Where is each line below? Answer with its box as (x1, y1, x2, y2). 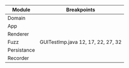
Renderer (7, 31, 30, 37)
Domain (7, 15, 26, 21)
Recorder (7, 55, 30, 61)
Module (12, 6, 31, 13)
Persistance (7, 47, 35, 53)
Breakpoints (66, 6, 96, 13)
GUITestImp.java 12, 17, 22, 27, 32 (39, 39, 122, 45)
